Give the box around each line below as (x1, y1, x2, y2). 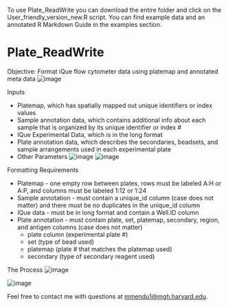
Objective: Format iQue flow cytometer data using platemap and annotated (7, 67, 218, 75)
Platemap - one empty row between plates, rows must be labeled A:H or (16, 179, 222, 187)
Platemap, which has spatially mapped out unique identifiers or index (16, 101, 213, 109)
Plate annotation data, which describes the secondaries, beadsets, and (16, 138, 218, 146)
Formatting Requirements (7, 165, 79, 174)
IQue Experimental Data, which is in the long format (16, 130, 163, 138)
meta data (7, 74, 36, 83)
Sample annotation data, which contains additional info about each (16, 116, 206, 124)
